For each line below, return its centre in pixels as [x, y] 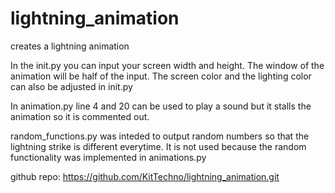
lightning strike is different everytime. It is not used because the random [158, 146]
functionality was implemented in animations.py [108, 157]
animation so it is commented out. [80, 116]
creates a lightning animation [70, 46]
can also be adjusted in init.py [71, 86]
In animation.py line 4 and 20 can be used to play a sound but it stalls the [161, 106]
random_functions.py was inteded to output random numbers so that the [160, 136]
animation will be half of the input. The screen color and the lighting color [161, 76]
